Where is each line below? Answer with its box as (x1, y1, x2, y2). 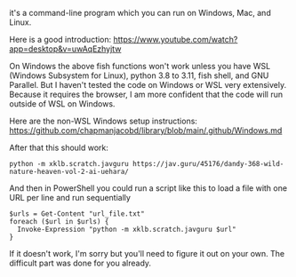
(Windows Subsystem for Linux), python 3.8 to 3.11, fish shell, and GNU (9, 70, 269, 81)
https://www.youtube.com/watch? (113, 35, 238, 44)
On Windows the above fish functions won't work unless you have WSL (9, 61, 271, 71)
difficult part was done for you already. (9, 257, 152, 268)
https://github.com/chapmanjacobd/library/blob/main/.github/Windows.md (9, 125, 283, 136)
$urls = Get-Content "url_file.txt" (9, 210, 145, 218)
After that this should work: (9, 142, 109, 153)
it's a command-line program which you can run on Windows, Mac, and (9, 8, 271, 18)
